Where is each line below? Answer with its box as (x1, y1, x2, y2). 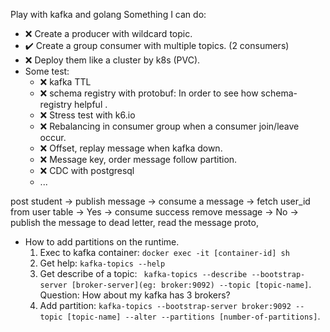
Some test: (24, 65, 70, 77)
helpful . (74, 99, 108, 110)
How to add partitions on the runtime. (24, 236, 180, 248)
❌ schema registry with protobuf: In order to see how (39, 87, 259, 99)
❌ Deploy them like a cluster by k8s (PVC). (24, 54, 201, 66)
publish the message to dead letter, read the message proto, (10, 217, 259, 228)
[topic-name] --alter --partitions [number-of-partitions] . (66, 310, 321, 322)
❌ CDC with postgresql (39, 165, 135, 176)
